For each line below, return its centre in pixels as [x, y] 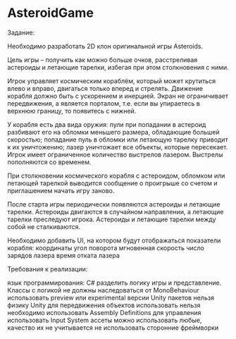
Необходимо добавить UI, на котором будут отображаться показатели [114, 240]
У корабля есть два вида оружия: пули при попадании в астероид [107, 124]
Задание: [21, 32]
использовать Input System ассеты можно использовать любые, [105, 320]
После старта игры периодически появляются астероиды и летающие [114, 204]
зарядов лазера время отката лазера [63, 255]
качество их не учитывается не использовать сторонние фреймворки [113, 327]
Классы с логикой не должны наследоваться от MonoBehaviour [103, 290]
